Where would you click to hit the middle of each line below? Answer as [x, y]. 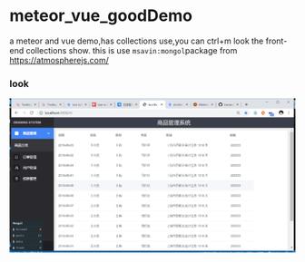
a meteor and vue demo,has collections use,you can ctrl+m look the [137, 41]
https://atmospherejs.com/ [59, 60]
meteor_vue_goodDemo [101, 16]
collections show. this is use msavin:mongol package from [132, 50]
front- [276, 41]
